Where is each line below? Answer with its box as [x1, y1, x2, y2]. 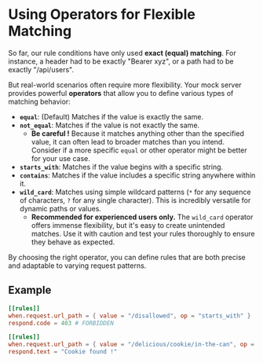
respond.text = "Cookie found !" [8, 348, 118, 356]
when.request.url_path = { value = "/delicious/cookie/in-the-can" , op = [8, 340, 255, 349]
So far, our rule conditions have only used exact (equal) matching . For [8, 48, 237, 57]
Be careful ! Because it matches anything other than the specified [31, 128, 245, 138]
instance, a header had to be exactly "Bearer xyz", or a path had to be [8, 57, 234, 66]
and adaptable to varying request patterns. [8, 261, 147, 270]
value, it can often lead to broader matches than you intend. [31, 137, 225, 146]
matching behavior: [8, 97, 71, 106]
